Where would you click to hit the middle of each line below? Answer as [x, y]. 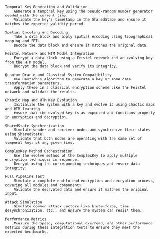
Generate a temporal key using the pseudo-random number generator [83, 11]
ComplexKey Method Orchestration [39, 151]
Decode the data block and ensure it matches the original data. [81, 45]
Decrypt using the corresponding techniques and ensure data [77, 164]
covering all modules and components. [44, 185]
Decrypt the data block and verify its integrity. [66, 66]
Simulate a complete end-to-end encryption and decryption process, [84, 181]
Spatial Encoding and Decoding [37, 32]
